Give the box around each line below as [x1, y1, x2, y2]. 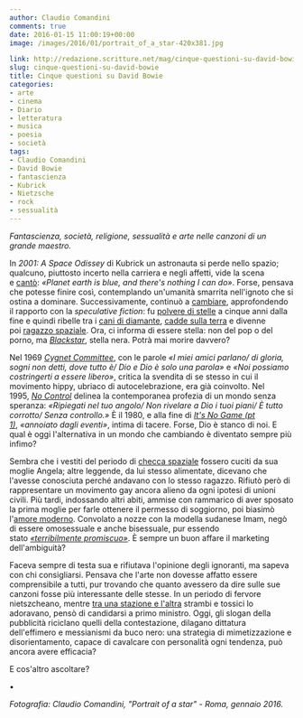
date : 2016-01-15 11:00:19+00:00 [9, 30, 135, 39]
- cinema [9, 97, 42, 106]
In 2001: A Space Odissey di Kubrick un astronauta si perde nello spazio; [9, 257, 280, 268]
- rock [9, 198, 34, 207]
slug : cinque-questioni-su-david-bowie [9, 63, 160, 72]
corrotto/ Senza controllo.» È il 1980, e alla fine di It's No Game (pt [9, 409, 255, 420]
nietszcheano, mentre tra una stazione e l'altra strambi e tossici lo [9, 598, 254, 609]
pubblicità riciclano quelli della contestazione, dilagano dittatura [9, 617, 246, 628]
